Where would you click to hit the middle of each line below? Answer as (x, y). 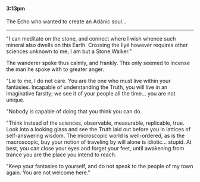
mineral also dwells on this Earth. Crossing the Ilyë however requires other (97, 45)
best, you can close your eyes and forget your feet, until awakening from (95, 149)
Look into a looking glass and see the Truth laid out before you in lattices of (99, 129)
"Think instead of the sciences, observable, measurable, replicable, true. (95, 123)
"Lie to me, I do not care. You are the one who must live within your (88, 81)
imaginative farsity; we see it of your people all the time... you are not (91, 94)
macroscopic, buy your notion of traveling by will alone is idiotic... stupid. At (99, 142)
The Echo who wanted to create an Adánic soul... (66, 21)
